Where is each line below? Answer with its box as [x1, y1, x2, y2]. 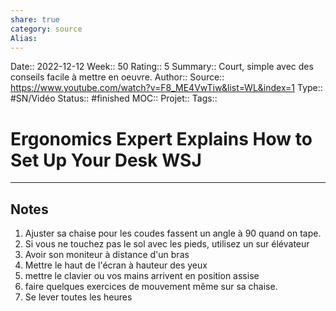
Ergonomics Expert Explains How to [10, 127, 313, 150]
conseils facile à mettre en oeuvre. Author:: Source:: [10, 71, 225, 83]
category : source [10, 24, 83, 34]
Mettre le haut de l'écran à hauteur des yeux [24, 259, 208, 271]
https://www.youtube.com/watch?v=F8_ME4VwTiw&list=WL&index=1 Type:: [10, 82, 323, 94]
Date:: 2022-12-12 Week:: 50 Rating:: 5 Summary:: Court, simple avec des [10, 61, 314, 73]
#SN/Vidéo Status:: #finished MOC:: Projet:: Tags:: [10, 92, 218, 105]
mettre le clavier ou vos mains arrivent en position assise [24, 270, 260, 282]
